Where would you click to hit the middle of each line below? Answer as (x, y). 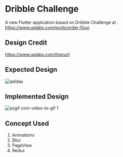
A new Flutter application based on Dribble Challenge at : (62, 22)
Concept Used (27, 123)
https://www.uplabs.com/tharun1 (37, 54)
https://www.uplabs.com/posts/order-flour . (48, 27)
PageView (22, 145)
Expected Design (31, 70)
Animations (23, 135)
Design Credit (26, 43)
